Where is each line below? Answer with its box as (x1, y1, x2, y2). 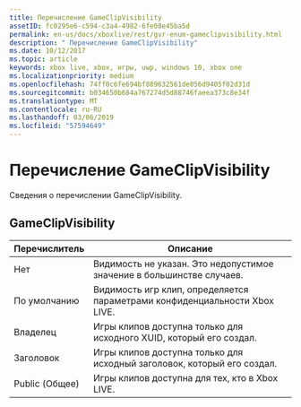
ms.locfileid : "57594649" (9, 122, 106, 131)
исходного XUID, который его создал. (92, 331, 257, 343)
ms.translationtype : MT (9, 96, 99, 106)
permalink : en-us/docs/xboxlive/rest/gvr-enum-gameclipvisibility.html (9, 30, 282, 39)
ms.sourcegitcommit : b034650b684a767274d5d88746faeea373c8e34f (9, 88, 251, 97)
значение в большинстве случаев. (92, 268, 244, 281)
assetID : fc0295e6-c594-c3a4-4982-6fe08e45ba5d (9, 22, 191, 30)
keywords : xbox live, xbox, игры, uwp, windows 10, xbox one (9, 64, 243, 73)
